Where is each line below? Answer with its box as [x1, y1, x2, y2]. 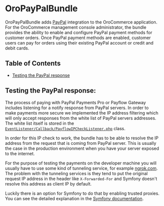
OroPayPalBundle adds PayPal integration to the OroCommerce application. [5, 19, 158, 25]
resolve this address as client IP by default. [5, 181, 92, 186]
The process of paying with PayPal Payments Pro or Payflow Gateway [5, 99, 146, 105]
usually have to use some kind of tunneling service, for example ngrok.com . [5, 165, 158, 171]
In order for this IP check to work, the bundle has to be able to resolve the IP [5, 135, 159, 141]
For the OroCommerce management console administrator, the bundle [5, 24, 147, 30]
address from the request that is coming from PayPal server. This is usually [5, 140, 157, 146]
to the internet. [5, 150, 35, 157]
